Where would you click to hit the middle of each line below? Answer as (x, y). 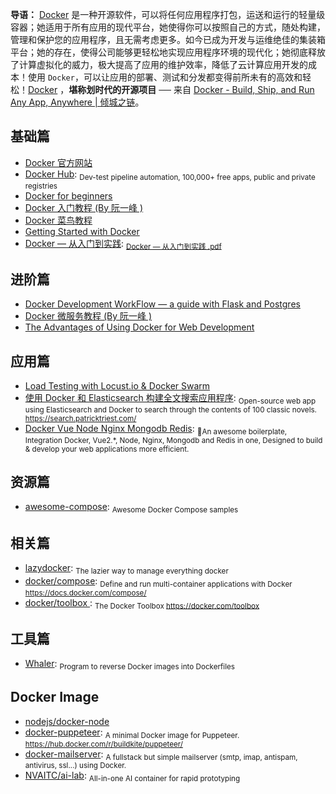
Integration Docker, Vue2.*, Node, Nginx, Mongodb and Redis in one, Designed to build (173, 440)
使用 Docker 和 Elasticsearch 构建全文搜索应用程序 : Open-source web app (170, 399)
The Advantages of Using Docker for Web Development (139, 327)
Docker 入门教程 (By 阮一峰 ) (84, 207)
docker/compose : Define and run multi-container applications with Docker (158, 581)
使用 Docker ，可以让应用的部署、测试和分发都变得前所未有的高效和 (165, 77)
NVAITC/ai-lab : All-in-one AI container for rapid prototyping (132, 776)
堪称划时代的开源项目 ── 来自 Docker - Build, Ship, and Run (191, 89)
